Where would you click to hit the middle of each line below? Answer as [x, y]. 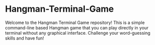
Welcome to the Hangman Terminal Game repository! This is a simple [75, 22]
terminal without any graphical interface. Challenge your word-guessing [78, 33]
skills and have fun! [25, 38]
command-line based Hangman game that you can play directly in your [77, 27]
